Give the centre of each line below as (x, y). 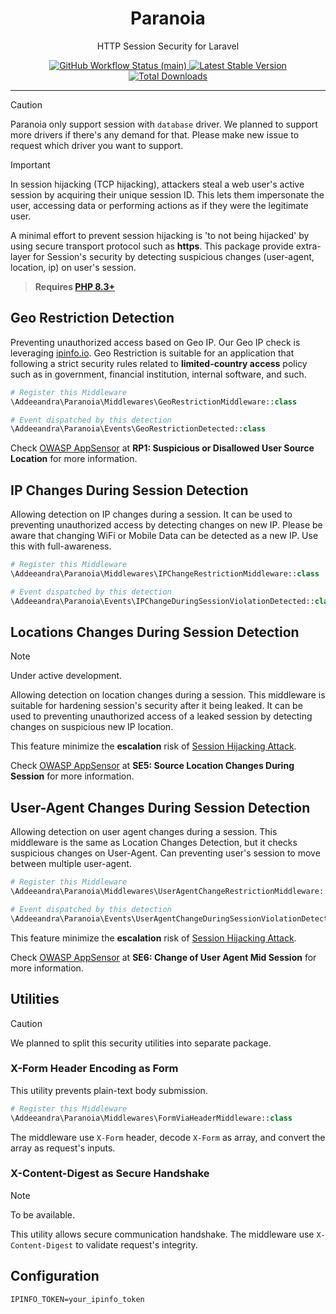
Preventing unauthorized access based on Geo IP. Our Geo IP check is (155, 342)
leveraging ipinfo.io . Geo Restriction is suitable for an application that (152, 353)
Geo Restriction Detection (92, 318)
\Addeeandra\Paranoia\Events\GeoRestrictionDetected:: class (138, 429)
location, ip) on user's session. (73, 267)
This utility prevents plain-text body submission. (109, 1090)
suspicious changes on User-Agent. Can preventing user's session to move (165, 853)
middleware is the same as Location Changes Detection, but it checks (154, 843)
